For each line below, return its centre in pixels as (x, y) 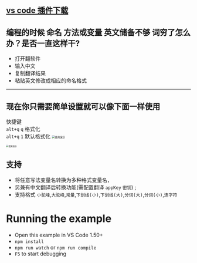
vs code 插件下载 (37, 11)
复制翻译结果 (30, 73)
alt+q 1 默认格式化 (28, 136)
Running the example (59, 219)
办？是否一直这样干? (43, 43)
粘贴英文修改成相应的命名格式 (50, 80)
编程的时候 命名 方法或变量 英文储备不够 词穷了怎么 (98, 32)
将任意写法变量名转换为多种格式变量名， (63, 180)
